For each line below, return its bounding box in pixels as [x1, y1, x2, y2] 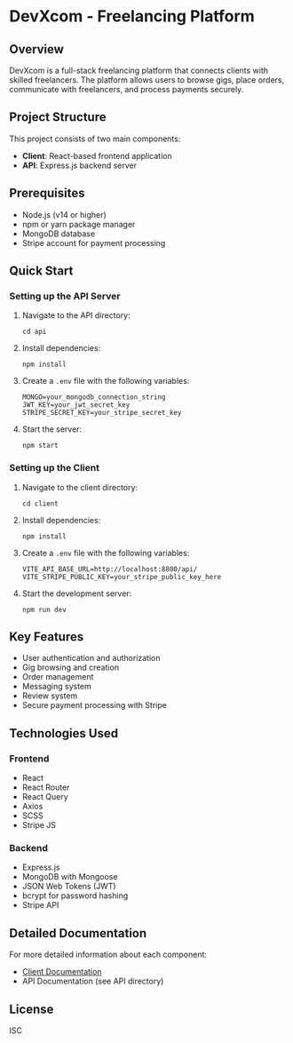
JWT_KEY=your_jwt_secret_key [21, 401, 131, 410]
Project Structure [9, 109, 107, 125]
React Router [21, 782, 70, 792]
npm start [21, 442, 59, 450]
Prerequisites [9, 186, 85, 201]
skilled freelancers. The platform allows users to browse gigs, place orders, [9, 75, 285, 85]
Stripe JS [21, 820, 56, 831]
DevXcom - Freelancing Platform [9, 6, 255, 27]
